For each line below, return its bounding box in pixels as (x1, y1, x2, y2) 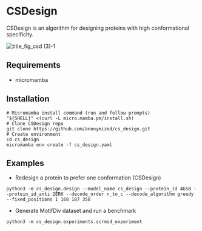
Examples (6, 158, 44, 168)
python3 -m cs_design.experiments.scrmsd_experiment (6, 219, 143, 225)
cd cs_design (6, 136, 39, 142)
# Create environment (6, 131, 61, 137)
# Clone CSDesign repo (6, 120, 64, 127)
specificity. (6, 30, 34, 38)
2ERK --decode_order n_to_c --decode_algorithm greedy (52, 191, 194, 198)
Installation (6, 94, 50, 104)
